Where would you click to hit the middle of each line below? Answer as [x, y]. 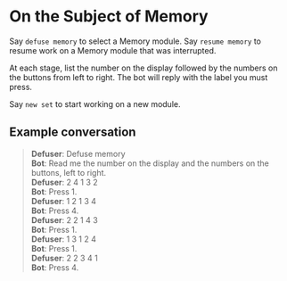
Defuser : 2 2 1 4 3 [64, 219]
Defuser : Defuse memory [78, 153]
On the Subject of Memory [109, 17]
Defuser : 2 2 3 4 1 [64, 258]
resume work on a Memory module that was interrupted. [113, 50]
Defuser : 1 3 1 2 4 [63, 239]
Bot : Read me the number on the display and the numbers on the [150, 163]
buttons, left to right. [69, 172]
